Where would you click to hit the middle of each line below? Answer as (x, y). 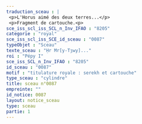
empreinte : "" (24, 89)
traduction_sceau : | (33, 12)
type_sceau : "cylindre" (37, 78)
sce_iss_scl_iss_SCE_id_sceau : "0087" (56, 39)
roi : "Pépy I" (25, 56)
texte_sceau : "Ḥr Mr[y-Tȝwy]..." (49, 51)
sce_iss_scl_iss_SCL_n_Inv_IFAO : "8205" (58, 28)
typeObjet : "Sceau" (32, 45)
